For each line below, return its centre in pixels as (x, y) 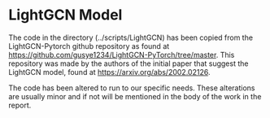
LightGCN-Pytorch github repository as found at (89, 46)
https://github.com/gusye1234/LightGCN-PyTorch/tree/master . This (122, 55)
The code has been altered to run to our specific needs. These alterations (132, 88)
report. (20, 105)
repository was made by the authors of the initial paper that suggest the (128, 63)
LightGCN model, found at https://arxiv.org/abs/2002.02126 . (109, 72)
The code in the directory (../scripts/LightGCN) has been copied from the (131, 37)
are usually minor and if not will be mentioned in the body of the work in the (135, 96)
